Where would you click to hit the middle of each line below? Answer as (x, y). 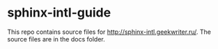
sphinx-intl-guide (59, 13)
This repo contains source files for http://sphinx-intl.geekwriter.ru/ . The (109, 32)
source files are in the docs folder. (56, 39)
